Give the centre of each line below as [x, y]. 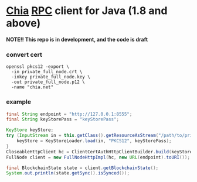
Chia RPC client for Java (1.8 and [87, 11]
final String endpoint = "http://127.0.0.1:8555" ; [69, 114]
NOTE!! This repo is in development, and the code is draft [77, 39]
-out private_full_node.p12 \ [48, 82]
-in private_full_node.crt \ [47, 72]
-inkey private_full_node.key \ [51, 77]
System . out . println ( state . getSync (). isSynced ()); [68, 173]
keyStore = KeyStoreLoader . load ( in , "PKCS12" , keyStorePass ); [94, 141]
